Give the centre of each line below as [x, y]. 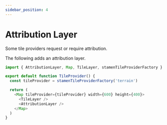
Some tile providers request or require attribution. [56, 48]
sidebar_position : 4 [27, 10]
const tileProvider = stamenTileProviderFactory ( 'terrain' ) [74, 81]
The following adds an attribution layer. [46, 58]
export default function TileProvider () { [50, 76]
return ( [19, 90]
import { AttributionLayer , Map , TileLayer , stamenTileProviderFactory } [84, 67]
